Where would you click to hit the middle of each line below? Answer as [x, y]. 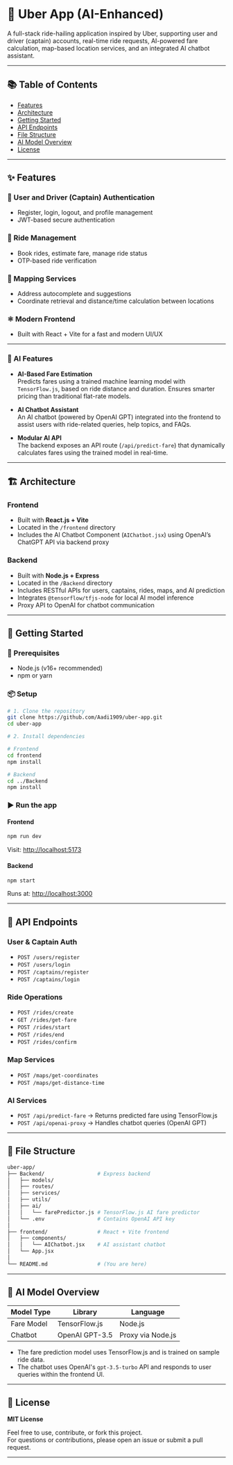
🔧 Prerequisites [34, 653]
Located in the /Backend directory [65, 582]
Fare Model [29, 1323]
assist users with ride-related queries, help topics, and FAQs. [104, 424]
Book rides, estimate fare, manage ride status [82, 253]
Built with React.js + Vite [53, 520]
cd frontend [24, 755]
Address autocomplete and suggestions [74, 294]
